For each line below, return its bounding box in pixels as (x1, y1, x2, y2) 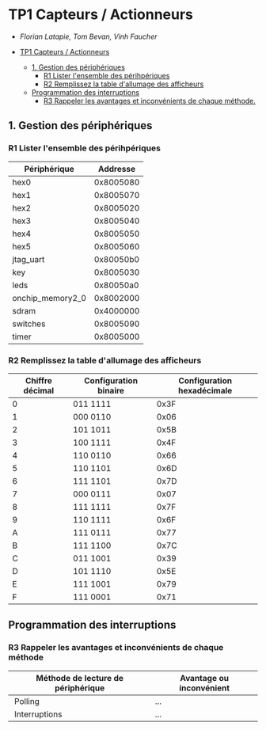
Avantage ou (180, 672, 230, 683)
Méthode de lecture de (35, 672, 124, 683)
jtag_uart (12, 253, 45, 264)
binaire (97, 385, 125, 396)
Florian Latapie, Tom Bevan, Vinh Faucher (19, 32, 158, 41)
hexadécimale (177, 385, 233, 396)
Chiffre (25, 375, 53, 386)
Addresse (97, 163, 136, 174)
